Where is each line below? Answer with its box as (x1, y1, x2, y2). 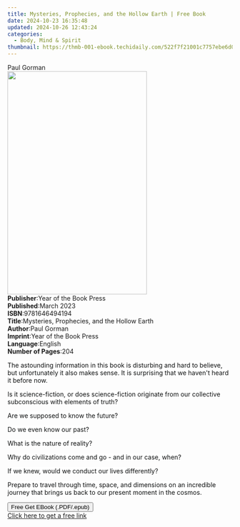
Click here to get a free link (7, 511, 87, 520)
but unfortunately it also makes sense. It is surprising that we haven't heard (7, 368, 229, 377)
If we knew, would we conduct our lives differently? (7, 467, 159, 475)
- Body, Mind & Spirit (14, 37, 81, 44)
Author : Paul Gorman (7, 324, 69, 333)
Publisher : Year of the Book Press (7, 294, 106, 302)
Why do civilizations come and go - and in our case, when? (7, 453, 182, 461)
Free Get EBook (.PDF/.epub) (11, 503, 90, 511)
